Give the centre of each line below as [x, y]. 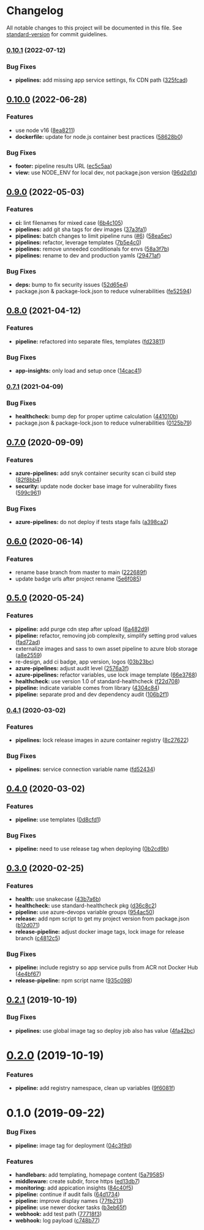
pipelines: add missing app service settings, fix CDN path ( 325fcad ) [101, 80]
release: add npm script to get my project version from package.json [102, 919]
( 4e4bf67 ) [28, 974]
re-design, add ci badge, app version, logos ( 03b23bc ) [85, 662]
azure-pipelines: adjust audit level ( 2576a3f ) [72, 668]
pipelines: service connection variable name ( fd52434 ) [85, 769]
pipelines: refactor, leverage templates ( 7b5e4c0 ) [78, 242]
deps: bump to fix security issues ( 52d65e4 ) [72, 285]
